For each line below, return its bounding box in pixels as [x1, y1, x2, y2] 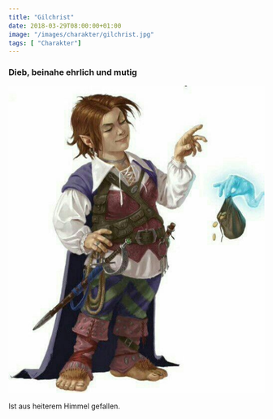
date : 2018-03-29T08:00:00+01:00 [8, 21, 122, 30]
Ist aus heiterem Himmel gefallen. [8, 401, 120, 411]
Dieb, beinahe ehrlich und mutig [8, 67, 137, 78]
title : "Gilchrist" [8, 13, 75, 21]
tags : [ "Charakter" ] [8, 39, 82, 47]
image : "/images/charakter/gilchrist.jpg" [8, 30, 154, 38]
